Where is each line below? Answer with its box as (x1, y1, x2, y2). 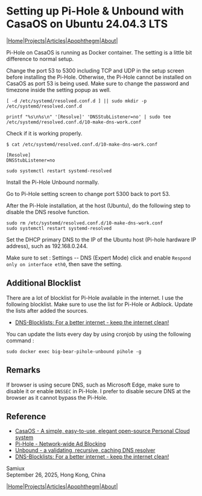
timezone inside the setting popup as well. (6, 86, 112, 93)
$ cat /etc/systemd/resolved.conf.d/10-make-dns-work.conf (6, 141, 158, 148)
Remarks (6, 365, 41, 376)
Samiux (6, 465, 25, 472)
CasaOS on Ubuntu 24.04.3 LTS (6, 17, 168, 31)
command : (6, 337, 34, 344)
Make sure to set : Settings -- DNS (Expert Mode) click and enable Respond (6, 254, 191, 261)
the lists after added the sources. (6, 307, 89, 314)
